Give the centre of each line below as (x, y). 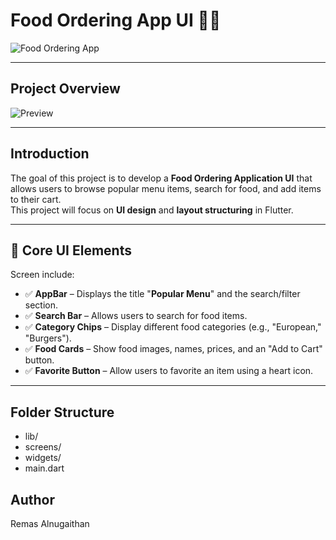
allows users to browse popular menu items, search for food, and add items (166, 188)
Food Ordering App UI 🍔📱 (116, 20)
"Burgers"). (48, 338)
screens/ (43, 447)
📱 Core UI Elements (71, 250)
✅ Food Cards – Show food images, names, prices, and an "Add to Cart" (173, 349)
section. (41, 305)
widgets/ (43, 458)
